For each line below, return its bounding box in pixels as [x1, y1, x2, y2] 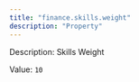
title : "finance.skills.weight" [9, 13, 131, 23]
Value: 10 [9, 64, 43, 75]
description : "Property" [9, 22, 103, 31]
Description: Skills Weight [9, 46, 105, 57]
